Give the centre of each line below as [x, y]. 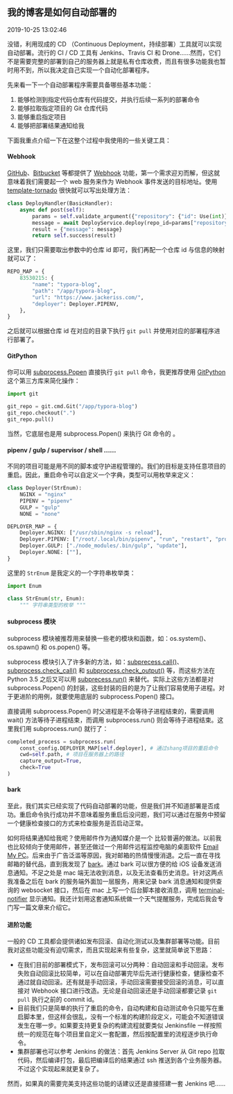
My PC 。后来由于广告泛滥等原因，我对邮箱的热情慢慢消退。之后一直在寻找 [114, 855]
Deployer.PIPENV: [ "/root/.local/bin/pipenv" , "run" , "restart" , [116, 539]
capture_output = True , [51, 761]
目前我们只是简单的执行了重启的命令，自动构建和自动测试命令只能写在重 [120, 1008]
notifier [17, 899]
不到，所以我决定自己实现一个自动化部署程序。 [86, 70]
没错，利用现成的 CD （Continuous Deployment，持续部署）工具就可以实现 [115, 44]
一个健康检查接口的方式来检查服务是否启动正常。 [77, 823]
